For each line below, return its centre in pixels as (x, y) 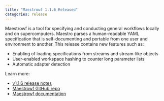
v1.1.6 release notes (32, 83)
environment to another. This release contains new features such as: (75, 44)
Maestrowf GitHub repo (36, 88)
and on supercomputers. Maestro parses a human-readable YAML (72, 34)
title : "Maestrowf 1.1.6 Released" (42, 10)
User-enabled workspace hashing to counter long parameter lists (78, 59)
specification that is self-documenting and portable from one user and (76, 39)
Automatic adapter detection (41, 64)
